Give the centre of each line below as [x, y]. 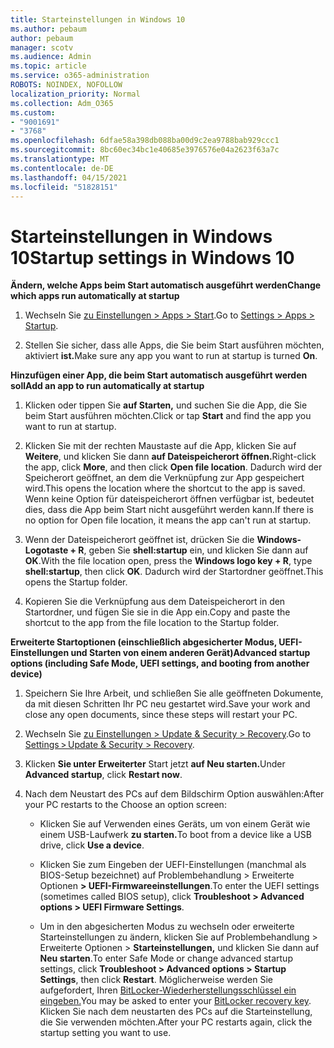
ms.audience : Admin [51, 57]
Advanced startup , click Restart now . [103, 775]
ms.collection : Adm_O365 [62, 103]
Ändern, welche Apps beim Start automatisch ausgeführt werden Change [166, 285]
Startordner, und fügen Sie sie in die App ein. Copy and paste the [157, 612]
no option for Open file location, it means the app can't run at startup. [168, 520]
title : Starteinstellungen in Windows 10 [98, 19]
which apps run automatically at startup [95, 296]
